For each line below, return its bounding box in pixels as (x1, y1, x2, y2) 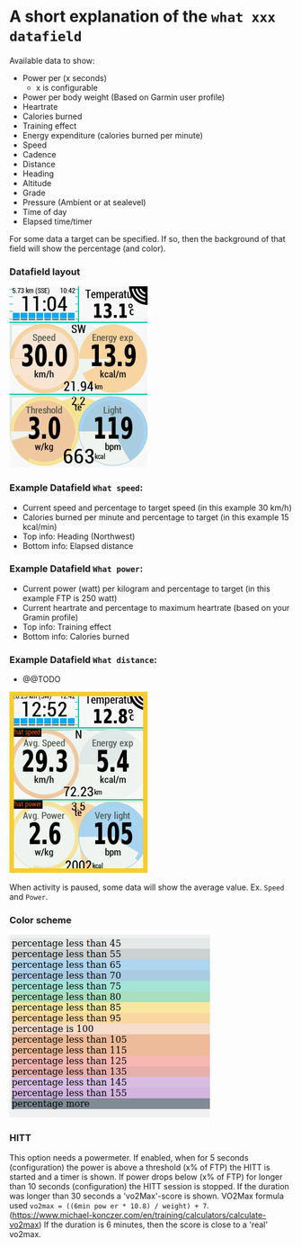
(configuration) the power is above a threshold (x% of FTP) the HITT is (9, 1162, 271, 1172)
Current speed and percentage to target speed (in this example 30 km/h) (22, 502, 292, 513)
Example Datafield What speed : (9, 481, 144, 494)
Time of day (22, 206, 67, 217)
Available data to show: (9, 55, 96, 66)
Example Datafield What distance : (9, 653, 157, 666)
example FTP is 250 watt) (22, 592, 118, 604)
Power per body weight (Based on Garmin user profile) (22, 92, 226, 103)
